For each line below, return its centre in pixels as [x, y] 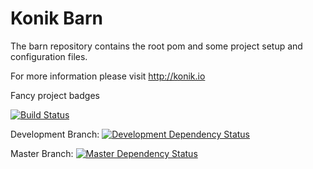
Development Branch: [55, 134]
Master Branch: [42, 153]
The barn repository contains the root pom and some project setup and [156, 46]
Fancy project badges [55, 95]
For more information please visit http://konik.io [108, 76]
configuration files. [49, 56]
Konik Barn [56, 18]
